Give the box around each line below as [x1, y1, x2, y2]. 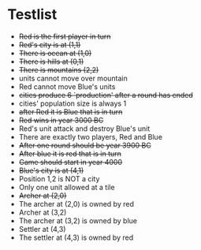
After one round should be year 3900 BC [18, 140, 151, 150]
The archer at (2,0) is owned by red [18, 199, 135, 208]
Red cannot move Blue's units [18, 81, 116, 91]
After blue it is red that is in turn [18, 148, 121, 159]
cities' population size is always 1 [18, 99, 127, 108]
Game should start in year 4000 [18, 157, 123, 166]
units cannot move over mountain [18, 73, 128, 83]
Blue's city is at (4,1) [18, 166, 84, 175]
